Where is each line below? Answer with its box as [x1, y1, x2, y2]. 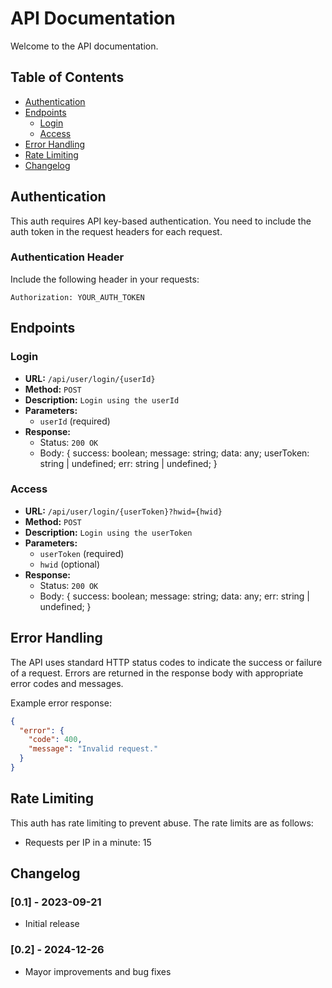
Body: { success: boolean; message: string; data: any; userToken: [39, 447, 310, 459]
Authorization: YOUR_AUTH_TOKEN [10, 292, 145, 302]
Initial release [24, 918, 80, 930]
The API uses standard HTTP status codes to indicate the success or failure [10, 656, 323, 668]
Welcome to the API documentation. [10, 40, 159, 52]
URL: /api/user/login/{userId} [24, 372, 156, 384]
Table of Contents [10, 69, 125, 86]
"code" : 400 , [28, 735, 83, 745]
